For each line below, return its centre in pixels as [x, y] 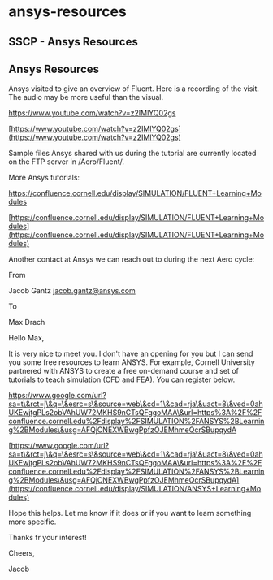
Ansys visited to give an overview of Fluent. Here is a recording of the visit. [134, 89]
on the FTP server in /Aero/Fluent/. [66, 162]
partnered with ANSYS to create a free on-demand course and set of [124, 371]
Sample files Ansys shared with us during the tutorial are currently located [132, 154]
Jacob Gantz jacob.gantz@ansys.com [72, 291]
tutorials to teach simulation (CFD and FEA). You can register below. [122, 379]
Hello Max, [26, 338]
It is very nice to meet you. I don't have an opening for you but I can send [131, 354]
